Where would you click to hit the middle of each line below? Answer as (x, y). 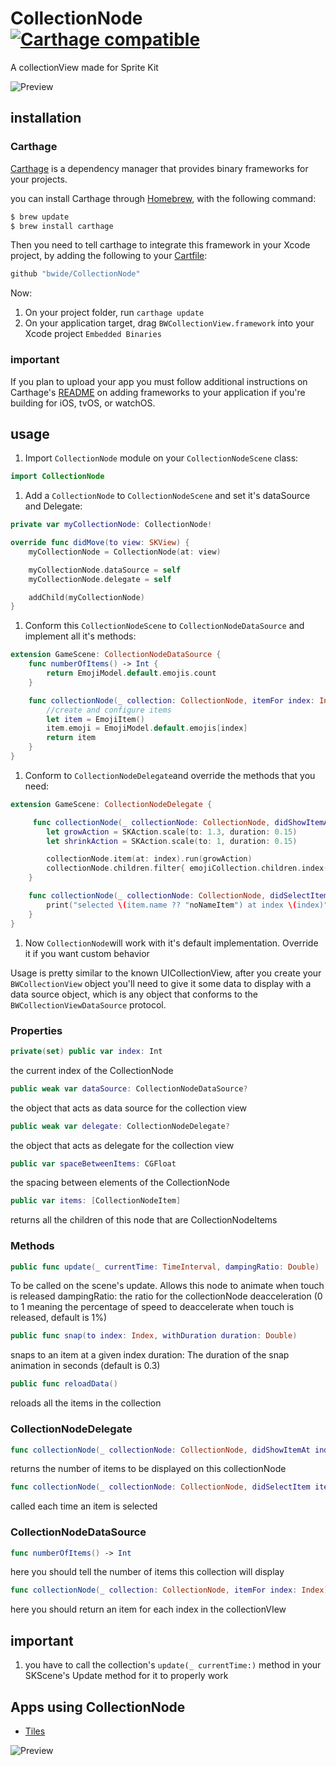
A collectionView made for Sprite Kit (84, 67)
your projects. (39, 179)
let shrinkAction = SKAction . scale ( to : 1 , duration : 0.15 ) (172, 841)
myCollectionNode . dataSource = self (105, 570)
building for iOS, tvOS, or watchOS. (83, 403)
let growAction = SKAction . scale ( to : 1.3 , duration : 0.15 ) (172, 832)
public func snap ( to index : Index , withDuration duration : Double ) (154, 1336)
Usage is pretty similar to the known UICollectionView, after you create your (166, 973)
